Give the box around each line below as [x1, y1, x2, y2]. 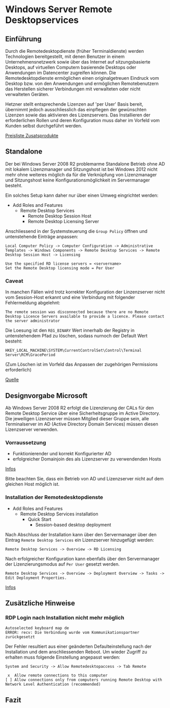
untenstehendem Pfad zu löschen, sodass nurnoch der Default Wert [5, 333, 148, 339]
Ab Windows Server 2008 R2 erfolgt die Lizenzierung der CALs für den [5, 405, 154, 411]
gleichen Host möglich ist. [5, 481, 60, 487]
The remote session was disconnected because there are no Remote [5, 310, 149, 315]
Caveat [5, 277, 24, 284]
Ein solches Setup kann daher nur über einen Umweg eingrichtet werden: [5, 192, 159, 198]
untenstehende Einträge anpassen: [5, 233, 79, 239]
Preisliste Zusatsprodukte [5, 133, 58, 138]
